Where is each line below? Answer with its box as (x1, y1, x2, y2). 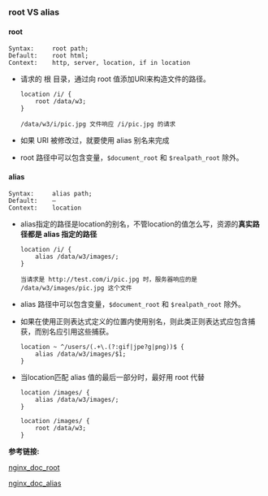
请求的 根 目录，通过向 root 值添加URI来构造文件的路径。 (19, 74, 211, 84)
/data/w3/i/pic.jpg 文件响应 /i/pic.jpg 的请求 (19, 120, 176, 128)
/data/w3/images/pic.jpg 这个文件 (19, 284, 132, 292)
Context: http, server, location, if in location (8, 59, 191, 67)
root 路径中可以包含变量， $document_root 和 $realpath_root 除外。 (19, 153, 244, 162)
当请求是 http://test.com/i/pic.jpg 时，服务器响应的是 (19, 275, 197, 284)
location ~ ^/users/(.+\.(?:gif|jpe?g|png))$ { (19, 343, 184, 352)
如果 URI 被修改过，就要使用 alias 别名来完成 (19, 136, 170, 145)
